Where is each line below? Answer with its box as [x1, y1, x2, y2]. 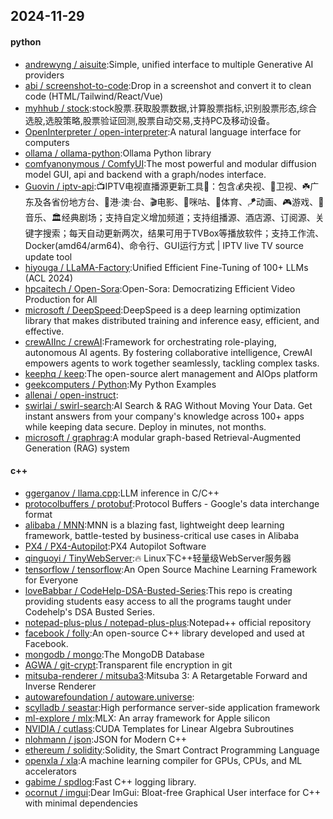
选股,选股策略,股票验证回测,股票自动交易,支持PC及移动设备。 [24, 114, 276, 126]
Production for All [24, 293, 98, 305]
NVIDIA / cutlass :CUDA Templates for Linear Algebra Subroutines [24, 722, 295, 734]
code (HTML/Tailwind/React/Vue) [24, 90, 164, 102]
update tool [24, 250, 73, 263]
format [24, 508, 53, 520]
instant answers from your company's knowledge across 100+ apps [24, 410, 305, 422]
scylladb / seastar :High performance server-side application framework [24, 701, 321, 713]
